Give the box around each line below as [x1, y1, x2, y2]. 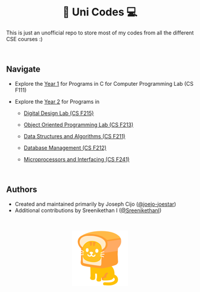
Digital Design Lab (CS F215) [23, 109, 94, 117]
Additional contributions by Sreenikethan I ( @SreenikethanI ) [14, 207, 162, 214]
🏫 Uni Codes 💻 [62, 5, 138, 19]
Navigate [6, 64, 40, 74]
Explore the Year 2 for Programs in [14, 98, 100, 105]
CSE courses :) [6, 35, 43, 42]
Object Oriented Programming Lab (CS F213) [23, 121, 134, 128]
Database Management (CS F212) [23, 144, 107, 151]
